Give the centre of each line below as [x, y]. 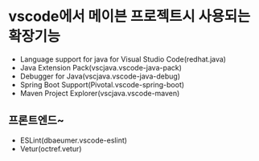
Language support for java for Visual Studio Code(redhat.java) [123, 59]
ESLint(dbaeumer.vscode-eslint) [73, 140]
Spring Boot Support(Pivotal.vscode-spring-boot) [102, 84]
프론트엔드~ [36, 121]
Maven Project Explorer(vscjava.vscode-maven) [100, 93]
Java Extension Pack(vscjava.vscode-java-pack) [101, 67]
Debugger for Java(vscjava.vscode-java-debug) [100, 76]
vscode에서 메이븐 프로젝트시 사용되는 [129, 16]
